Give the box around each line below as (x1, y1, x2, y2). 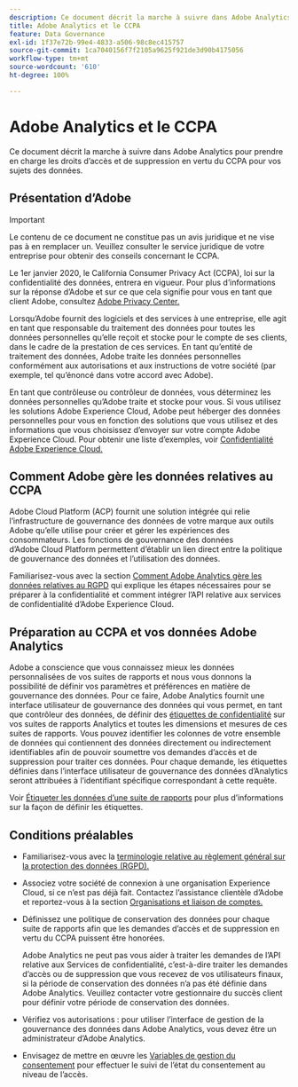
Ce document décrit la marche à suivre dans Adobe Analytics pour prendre (9, 146, 284, 156)
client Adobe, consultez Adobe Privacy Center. (9, 295, 180, 306)
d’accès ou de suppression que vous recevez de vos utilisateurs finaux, (21, 968, 284, 979)
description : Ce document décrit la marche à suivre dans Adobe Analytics (9, 12, 292, 22)
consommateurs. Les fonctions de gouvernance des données (9, 534, 234, 546)
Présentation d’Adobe (9, 191, 131, 206)
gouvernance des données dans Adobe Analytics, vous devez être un (21, 1023, 277, 1034)
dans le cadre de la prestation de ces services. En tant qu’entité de (9, 341, 253, 351)
